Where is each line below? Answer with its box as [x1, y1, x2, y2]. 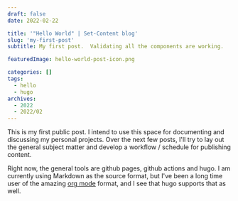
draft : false [7, 10, 46, 18]
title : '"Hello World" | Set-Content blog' [7, 30, 139, 37]
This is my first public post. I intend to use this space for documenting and [7, 128, 225, 136]
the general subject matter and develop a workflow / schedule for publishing [7, 143, 231, 151]
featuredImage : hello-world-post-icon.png [7, 56, 135, 63]
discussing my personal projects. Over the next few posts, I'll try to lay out [7, 136, 225, 144]
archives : [7, 95, 37, 102]
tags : [7, 75, 23, 82]
